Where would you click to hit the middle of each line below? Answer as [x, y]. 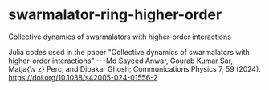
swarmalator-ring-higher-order [115, 15]
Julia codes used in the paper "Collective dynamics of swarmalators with [129, 52]
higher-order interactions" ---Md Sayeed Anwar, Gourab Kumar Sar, [120, 61]
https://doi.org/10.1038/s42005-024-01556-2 [83, 77]
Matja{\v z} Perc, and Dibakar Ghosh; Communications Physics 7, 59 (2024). [134, 68]
